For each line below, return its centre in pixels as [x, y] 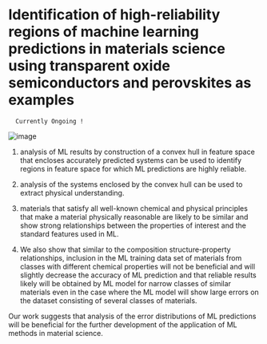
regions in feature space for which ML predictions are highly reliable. [133, 168]
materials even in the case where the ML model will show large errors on [139, 292]
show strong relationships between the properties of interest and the [133, 225]
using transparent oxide [89, 66]
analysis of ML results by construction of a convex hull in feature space [137, 152]
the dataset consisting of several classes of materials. [108, 300]
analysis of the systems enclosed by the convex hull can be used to [131, 184]
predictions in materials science [117, 49]
